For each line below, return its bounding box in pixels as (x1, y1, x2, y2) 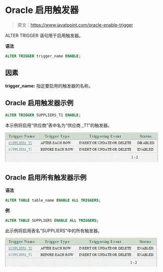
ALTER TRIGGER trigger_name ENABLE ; (5, 53, 81, 59)
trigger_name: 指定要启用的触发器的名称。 (5, 83, 93, 89)
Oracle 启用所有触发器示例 (5, 173, 87, 181)
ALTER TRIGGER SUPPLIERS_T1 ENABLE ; (5, 113, 81, 118)
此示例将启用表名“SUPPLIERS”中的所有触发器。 (5, 227, 102, 234)
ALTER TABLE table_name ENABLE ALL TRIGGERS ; (5, 198, 101, 203)
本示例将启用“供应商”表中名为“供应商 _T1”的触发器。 (5, 122, 112, 128)
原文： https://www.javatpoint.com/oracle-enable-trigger (17, 22, 133, 28)
